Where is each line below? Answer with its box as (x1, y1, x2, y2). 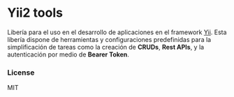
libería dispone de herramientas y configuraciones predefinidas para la (7, 35, 212, 43)
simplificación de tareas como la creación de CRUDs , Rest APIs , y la (7, 43, 205, 51)
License (7, 68, 35, 77)
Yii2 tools (7, 5, 63, 21)
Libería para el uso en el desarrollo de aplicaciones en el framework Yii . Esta (7, 28, 227, 36)
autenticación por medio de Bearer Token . (7, 50, 129, 59)
